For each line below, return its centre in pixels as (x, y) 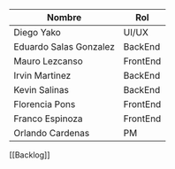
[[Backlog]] (30, 155)
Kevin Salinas (41, 90)
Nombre (65, 17)
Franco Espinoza (48, 119)
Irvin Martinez (42, 76)
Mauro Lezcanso (49, 61)
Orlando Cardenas (52, 133)
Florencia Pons (45, 104)
